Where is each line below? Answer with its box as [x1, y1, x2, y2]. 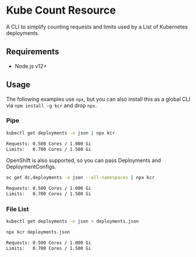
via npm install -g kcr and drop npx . [6, 101, 97, 109]
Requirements [6, 47, 59, 57]
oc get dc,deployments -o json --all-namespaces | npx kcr [6, 174, 155, 181]
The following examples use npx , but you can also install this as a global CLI [6, 96, 191, 103]
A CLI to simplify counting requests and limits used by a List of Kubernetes [6, 23, 188, 30]
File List [6, 205, 29, 214]
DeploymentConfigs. [6, 163, 56, 170]
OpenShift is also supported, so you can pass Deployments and [6, 157, 161, 164]
